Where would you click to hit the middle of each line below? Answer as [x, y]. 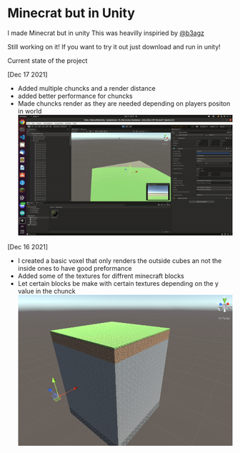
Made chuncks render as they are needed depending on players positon [124, 103]
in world [30, 111]
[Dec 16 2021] [28, 247]
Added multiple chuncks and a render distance [86, 88]
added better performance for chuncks [75, 96]
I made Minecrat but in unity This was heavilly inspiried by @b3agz [106, 33]
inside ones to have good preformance [75, 269]
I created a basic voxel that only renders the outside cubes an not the [120, 261]
